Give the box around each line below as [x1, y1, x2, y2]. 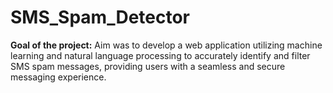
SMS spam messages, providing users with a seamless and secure [10, 60, 286, 72]
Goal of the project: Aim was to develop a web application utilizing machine [10, 39, 323, 51]
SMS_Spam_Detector [10, 6, 191, 29]
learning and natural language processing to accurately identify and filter [10, 49, 311, 61]
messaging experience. [10, 71, 107, 83]
